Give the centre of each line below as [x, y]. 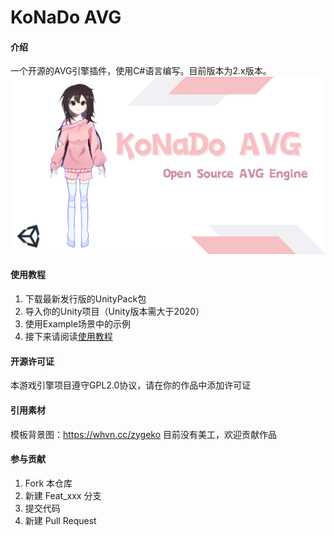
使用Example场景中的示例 [78, 324]
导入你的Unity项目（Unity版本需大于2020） [114, 312]
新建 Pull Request [60, 520]
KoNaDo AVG [66, 17]
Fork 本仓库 [48, 483]
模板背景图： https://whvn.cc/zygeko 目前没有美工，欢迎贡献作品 [144, 434]
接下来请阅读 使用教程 [68, 337]
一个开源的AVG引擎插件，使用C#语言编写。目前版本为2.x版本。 [141, 71]
